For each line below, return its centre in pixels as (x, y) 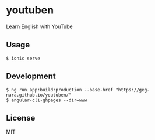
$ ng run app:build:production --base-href (60, 90)
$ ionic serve (23, 58)
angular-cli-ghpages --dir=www (49, 100)
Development (31, 76)
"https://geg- (133, 90)
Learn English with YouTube (39, 26)
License (21, 118)
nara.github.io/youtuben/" (39, 95)
